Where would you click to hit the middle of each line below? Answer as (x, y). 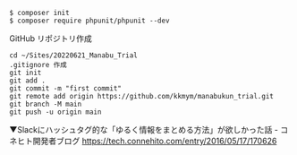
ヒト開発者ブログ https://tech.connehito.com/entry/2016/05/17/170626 (147, 141)
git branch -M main (46, 104)
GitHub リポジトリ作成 (51, 39)
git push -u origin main (55, 112)
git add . (28, 81)
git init (25, 73)
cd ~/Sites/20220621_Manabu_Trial (74, 56)
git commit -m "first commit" (66, 89)
